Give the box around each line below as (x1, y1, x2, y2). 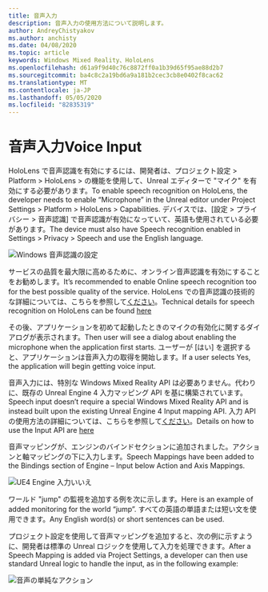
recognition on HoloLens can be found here (8, 306, 152, 316)
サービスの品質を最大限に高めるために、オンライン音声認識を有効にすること (8, 267, 261, 277)
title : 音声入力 (8, 11, 58, 20)
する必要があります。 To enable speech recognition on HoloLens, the (22, 186, 248, 196)
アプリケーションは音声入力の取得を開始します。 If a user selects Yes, (22, 353, 251, 362)
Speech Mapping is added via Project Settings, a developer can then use (8, 550, 248, 560)
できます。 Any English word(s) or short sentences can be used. (14, 514, 225, 524)
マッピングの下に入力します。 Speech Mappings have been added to (29, 452, 254, 462)
